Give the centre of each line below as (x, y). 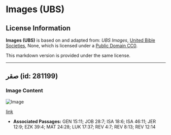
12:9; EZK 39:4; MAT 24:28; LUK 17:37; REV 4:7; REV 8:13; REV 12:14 (84, 127)
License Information (38, 28)
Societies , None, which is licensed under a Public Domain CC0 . (72, 46)
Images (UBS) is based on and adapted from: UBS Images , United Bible (80, 40)
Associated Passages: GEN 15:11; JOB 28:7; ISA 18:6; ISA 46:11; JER (84, 121)
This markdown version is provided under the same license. (68, 55)
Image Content (25, 91)
